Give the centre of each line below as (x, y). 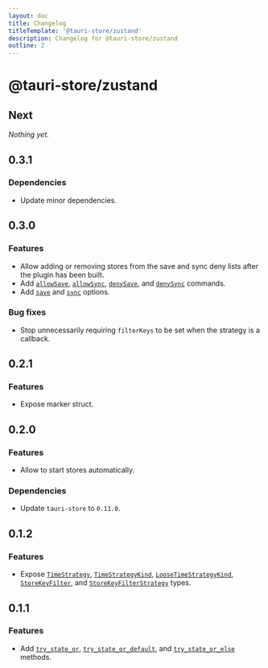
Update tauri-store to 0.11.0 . (70, 509)
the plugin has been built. (62, 274)
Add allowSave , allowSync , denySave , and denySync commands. (123, 283)
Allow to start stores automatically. (77, 470)
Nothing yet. (29, 134)
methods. (36, 657)
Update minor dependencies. (68, 200)
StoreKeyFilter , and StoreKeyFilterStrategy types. (105, 583)
